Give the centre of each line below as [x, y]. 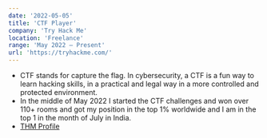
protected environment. [59, 92]
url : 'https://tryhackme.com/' [60, 53]
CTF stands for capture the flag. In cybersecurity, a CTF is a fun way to [137, 75]
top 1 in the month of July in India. [76, 118]
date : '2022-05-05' [41, 16]
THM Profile [40, 126]
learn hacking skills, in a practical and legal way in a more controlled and [139, 84]
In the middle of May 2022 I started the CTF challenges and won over [134, 101]
